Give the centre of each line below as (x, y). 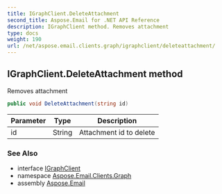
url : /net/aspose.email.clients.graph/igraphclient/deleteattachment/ (111, 46)
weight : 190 (24, 40)
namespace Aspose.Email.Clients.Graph (74, 175)
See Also (23, 153)
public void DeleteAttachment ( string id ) (68, 104)
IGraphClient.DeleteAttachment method (95, 74)
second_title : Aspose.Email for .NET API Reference (83, 20)
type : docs (23, 33)
